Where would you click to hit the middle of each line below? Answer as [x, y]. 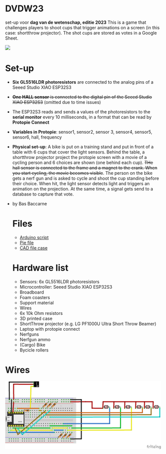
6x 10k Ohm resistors [41, 313]
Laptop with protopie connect [50, 329]
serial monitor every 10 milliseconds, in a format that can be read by [82, 117]
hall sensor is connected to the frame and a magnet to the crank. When [85, 168]
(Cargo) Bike [32, 345]
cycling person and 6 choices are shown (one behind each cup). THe [83, 162]
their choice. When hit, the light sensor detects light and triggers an [81, 183]
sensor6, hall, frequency [37, 137]
